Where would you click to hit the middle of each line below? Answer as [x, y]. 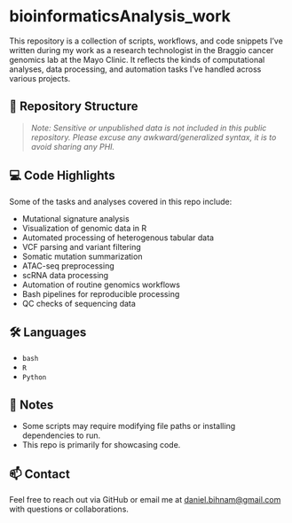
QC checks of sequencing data [79, 303]
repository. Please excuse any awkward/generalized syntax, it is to [154, 137]
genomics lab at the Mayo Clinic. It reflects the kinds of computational [137, 59]
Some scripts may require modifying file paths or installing [129, 426]
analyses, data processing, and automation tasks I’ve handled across [135, 69]
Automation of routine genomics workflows [101, 285]
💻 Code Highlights [62, 176]
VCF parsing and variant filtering [82, 246]
